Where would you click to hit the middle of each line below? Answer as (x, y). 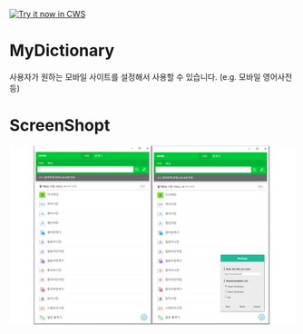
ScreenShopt (60, 126)
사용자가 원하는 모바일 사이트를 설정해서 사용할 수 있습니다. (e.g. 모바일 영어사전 (151, 76)
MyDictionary (62, 51)
